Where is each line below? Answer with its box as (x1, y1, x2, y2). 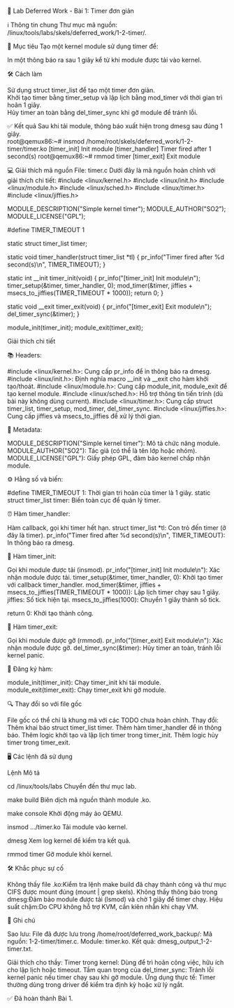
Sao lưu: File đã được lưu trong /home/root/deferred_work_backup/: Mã (7, 929, 213, 938)
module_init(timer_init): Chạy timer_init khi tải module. (7, 679, 162, 686)
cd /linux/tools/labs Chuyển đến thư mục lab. (7, 782, 137, 790)
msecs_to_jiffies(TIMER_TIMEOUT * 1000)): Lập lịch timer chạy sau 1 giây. (7, 588, 221, 596)
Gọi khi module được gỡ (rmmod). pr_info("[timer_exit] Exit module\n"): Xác (7, 636, 224, 644)
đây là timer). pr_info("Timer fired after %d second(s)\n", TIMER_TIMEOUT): (7, 531, 226, 539)
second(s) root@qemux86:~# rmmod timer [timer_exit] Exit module (7, 152, 200, 161)
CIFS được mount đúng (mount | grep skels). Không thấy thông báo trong (7, 887, 218, 896)
